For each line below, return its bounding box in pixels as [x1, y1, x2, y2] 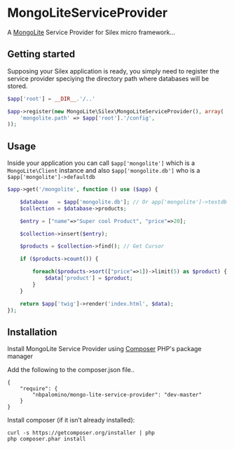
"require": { [20, 385, 58, 392]
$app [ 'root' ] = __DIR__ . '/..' [7, 95, 96, 102]
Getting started [7, 48, 76, 60]
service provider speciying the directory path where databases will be [7, 74, 209, 83]
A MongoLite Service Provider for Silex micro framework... [7, 28, 176, 36]
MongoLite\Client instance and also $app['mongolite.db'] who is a [7, 166, 200, 175]
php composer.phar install [7, 436, 86, 443]
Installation [7, 326, 57, 338]
